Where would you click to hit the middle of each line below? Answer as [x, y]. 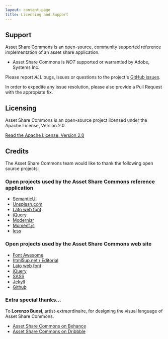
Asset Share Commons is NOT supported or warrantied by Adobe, [81, 62]
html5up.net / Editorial [35, 260]
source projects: [22, 168]
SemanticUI [24, 199]
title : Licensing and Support [37, 15]
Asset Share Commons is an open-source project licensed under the [76, 120]
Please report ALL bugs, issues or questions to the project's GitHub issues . [83, 77]
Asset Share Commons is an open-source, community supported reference [83, 47]
